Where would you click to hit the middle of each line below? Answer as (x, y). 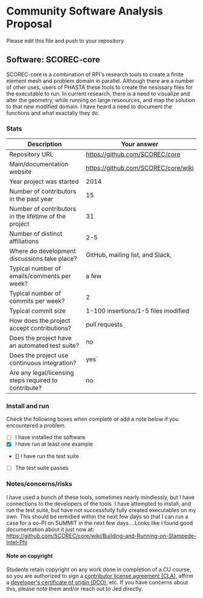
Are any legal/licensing (42, 373)
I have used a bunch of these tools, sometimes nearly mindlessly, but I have (101, 497)
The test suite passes (42, 468)
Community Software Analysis (85, 11)
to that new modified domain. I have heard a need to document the (89, 106)
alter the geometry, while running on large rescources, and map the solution (101, 100)
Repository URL (31, 154)
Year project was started (44, 181)
